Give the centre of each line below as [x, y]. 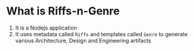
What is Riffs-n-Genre [63, 11]
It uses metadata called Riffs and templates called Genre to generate [101, 34]
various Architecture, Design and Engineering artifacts [83, 40]
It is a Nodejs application [46, 28]
